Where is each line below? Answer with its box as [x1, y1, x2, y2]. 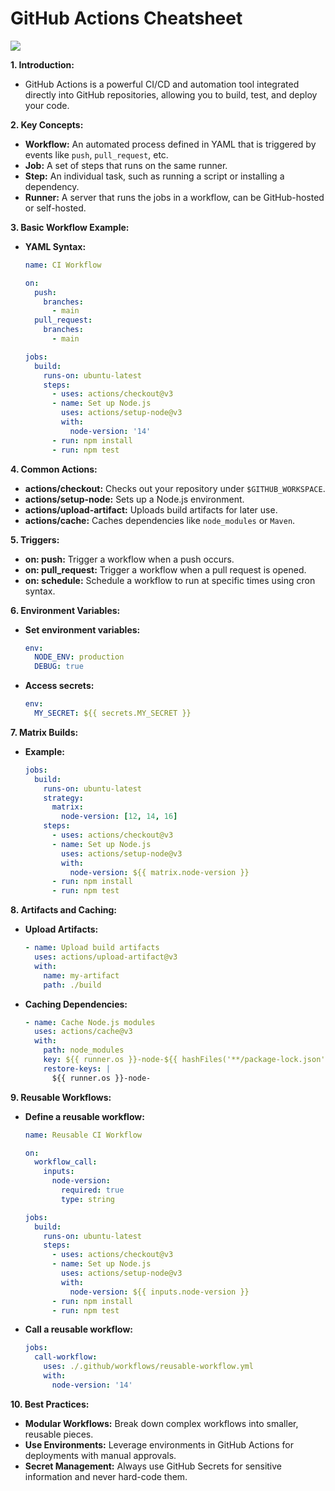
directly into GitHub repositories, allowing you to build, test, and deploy [24, 88, 318, 101]
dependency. [24, 180, 80, 192]
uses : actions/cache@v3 [34, 1027, 133, 1037]
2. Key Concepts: [10, 118, 84, 131]
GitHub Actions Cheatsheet [10, 7, 243, 30]
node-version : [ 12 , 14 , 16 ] [61, 812, 178, 822]
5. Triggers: [10, 533, 60, 546]
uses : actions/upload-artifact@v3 [34, 952, 178, 962]
